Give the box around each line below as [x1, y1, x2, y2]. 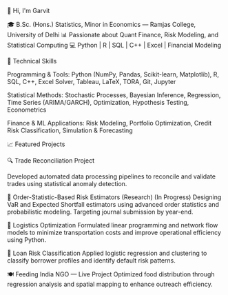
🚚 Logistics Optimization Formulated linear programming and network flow [7, 221, 218, 229]
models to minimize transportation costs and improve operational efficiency [7, 228, 222, 236]
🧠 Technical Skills [7, 57, 57, 65]
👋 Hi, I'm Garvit [7, 7, 50, 14]
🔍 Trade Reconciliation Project [7, 156, 95, 165]
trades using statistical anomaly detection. [7, 180, 127, 187]
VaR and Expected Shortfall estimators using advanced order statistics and [7, 201, 219, 208]
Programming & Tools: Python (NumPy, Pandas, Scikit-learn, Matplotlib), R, [7, 70, 219, 79]
